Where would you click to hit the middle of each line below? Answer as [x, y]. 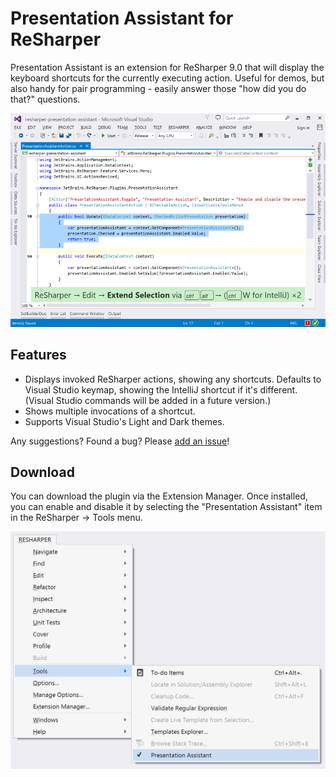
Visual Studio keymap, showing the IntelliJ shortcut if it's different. [161, 389]
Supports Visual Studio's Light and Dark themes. [124, 421]
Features [38, 355]
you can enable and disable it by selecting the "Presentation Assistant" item [166, 507]
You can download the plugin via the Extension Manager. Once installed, [159, 496]
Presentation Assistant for [122, 18]
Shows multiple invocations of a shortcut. [110, 411]
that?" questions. [45, 99]
